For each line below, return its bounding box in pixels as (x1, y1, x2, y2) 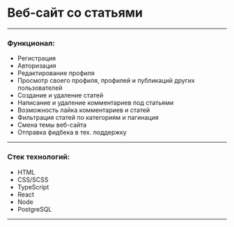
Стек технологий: (7, 152, 70, 162)
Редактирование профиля (17, 69, 95, 77)
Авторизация (17, 61, 57, 70)
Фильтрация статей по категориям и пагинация (17, 113, 159, 122)
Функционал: (7, 38, 56, 48)
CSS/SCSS (17, 175, 49, 184)
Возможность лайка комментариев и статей (17, 106, 150, 114)
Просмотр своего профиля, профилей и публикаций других (17, 77, 195, 85)
